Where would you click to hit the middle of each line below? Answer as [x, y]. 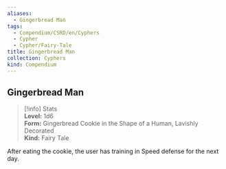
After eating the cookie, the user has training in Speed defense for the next [113, 151]
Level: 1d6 [38, 116]
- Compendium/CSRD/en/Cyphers [56, 33]
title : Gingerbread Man [41, 52]
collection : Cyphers [37, 58]
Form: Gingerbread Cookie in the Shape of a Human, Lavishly [111, 124]
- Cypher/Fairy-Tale [43, 45]
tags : [15, 26]
